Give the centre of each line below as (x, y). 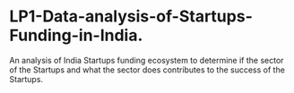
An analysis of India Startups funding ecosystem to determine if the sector (147, 60)
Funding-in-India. (76, 35)
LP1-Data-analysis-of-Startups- (131, 17)
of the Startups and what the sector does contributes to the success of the (147, 70)
